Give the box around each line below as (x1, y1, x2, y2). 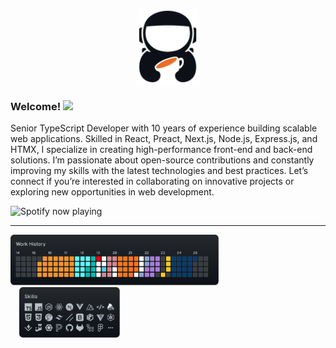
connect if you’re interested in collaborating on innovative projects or (10, 175, 295, 188)
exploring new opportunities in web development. (10, 186, 215, 198)
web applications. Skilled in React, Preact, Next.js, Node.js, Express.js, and (10, 133, 318, 145)
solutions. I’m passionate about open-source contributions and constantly (10, 154, 315, 166)
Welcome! (10, 99, 62, 113)
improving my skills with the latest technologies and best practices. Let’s (10, 165, 309, 177)
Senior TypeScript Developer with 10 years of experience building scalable (10, 122, 318, 134)
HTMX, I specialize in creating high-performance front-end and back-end (10, 144, 313, 156)
